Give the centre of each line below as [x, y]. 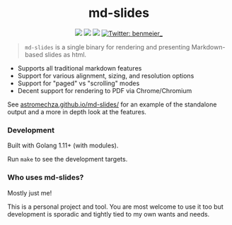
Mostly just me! [30, 193]
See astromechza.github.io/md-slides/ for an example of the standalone [112, 104]
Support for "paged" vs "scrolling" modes [79, 83]
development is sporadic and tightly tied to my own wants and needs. [109, 214]
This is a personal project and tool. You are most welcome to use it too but [116, 207]
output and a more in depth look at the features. [77, 111]
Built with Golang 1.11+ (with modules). [63, 145]
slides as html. [66, 54]
